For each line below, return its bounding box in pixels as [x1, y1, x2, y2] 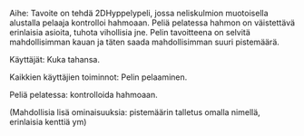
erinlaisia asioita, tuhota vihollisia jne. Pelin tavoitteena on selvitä [9, 27, 251, 37]
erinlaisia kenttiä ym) [9, 117, 87, 127]
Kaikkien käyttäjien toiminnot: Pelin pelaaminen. [9, 72, 188, 83]
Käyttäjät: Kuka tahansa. [9, 54, 100, 64]
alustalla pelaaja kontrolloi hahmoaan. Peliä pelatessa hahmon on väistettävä [9, 17, 296, 28]
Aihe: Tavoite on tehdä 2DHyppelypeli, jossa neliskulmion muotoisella [9, 8, 270, 18]
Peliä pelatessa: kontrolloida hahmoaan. [9, 90, 159, 100]
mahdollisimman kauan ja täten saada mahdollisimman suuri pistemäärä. [9, 36, 279, 47]
